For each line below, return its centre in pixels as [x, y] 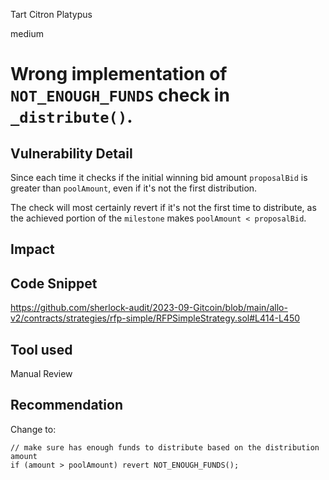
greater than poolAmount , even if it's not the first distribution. [134, 188]
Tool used [41, 349]
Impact [32, 249]
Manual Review [41, 374]
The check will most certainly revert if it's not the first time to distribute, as [163, 207]
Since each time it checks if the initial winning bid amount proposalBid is [159, 177]
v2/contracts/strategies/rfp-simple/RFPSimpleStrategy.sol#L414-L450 [155, 318]
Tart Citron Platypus [51, 14]
